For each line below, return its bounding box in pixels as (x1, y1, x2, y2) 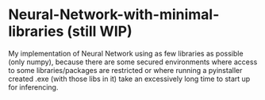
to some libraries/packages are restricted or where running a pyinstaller (8, 65, 243, 75)
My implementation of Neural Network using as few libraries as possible (8, 48, 244, 58)
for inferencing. (8, 82, 59, 92)
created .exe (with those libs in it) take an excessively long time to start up (8, 74, 251, 83)
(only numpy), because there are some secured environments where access (8, 57, 258, 67)
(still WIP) (67, 22, 132, 40)
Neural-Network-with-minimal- (8, 6, 220, 24)
